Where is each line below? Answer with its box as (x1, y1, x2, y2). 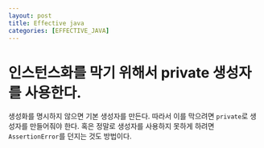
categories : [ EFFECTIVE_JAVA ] (8, 26, 110, 34)
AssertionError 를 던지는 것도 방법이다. (8, 131, 132, 141)
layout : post (8, 11, 52, 20)
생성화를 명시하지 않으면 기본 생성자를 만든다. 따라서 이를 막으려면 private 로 (8, 111, 249, 121)
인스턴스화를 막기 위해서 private (8, 63, 210, 82)
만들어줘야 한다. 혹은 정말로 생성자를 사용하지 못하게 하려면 (29, 122, 215, 131)
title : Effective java (8, 19, 85, 27)
